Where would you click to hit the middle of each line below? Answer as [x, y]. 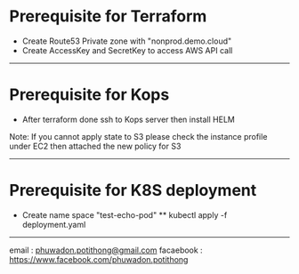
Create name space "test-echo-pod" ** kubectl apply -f [125, 214]
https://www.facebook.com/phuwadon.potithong [99, 259]
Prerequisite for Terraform [108, 16]
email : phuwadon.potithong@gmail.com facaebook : [106, 250]
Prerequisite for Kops [89, 95]
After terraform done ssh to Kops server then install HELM [129, 119]
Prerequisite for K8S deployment [133, 191]
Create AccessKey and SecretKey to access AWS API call [127, 50]
